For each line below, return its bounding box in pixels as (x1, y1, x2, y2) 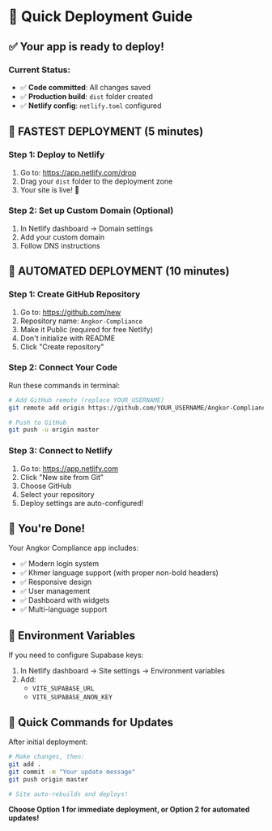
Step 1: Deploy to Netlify (8, 149, 105, 161)
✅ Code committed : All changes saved (19, 82, 151, 92)
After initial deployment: (8, 737, 88, 747)
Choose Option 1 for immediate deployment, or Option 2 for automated (8, 804, 250, 815)
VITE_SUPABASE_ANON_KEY (32, 694, 113, 702)
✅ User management (19, 586, 91, 596)
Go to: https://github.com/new (19, 307, 121, 317)
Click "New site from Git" (19, 472, 104, 482)
